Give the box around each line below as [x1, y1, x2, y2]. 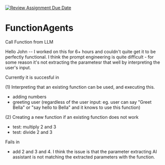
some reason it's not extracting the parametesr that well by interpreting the [5, 59, 160, 65]
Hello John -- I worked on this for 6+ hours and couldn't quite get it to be [5, 48, 156, 55]
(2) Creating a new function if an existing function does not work [5, 114, 139, 120]
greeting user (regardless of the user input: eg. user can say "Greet [12, 99, 152, 105]
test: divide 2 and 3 [12, 129, 53, 135]
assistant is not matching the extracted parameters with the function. [12, 153, 155, 160]
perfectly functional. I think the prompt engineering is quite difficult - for [5, 54, 154, 60]
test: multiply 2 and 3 [12, 123, 57, 130]
